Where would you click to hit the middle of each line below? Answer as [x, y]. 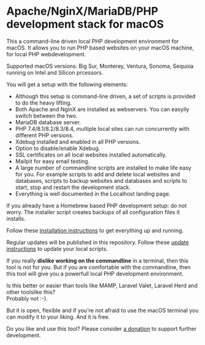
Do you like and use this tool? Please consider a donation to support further [102, 328]
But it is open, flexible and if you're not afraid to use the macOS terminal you [102, 310]
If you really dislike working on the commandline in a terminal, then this [97, 261]
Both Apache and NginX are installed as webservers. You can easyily [102, 109]
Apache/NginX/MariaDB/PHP [82, 11]
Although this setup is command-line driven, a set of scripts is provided [105, 96]
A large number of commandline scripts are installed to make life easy [103, 168]
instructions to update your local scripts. [57, 248]
